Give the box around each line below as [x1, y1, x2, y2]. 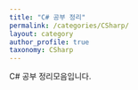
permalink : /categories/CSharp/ [9, 21, 129, 30]
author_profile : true [9, 37, 90, 47]
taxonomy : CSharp [9, 46, 74, 55]
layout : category [9, 29, 74, 38]
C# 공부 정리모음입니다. [9, 71, 92, 82]
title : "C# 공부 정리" [9, 12, 86, 22]
